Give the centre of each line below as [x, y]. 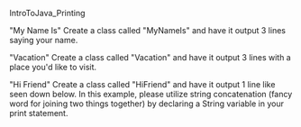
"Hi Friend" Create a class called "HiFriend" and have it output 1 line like [142, 84]
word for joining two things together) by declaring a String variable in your [146, 104]
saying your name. [44, 40]
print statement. [39, 113]
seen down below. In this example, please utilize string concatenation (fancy [151, 94]
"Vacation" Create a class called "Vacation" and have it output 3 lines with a [150, 57]
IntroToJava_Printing [47, 13]
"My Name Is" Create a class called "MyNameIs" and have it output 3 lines [148, 30]
